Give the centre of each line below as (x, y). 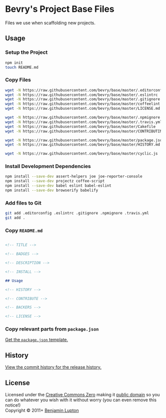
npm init (14, 63)
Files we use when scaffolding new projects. (50, 23)
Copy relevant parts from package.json (52, 329)
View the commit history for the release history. (53, 367)
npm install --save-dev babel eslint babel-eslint (58, 186)
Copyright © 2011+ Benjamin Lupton (42, 411)
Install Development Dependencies (48, 167)
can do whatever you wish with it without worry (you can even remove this (81, 400)
